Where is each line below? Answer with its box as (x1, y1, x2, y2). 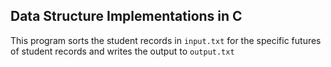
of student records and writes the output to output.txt (10, 45, 235, 57)
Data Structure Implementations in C (10, 8, 243, 25)
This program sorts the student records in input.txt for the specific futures (10, 34, 322, 46)
